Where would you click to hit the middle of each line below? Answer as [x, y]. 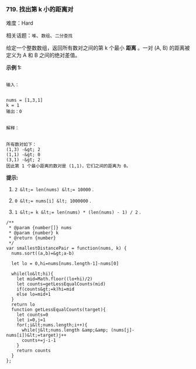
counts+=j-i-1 [39, 340]
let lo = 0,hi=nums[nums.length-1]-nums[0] [65, 264]
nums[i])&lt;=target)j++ [36, 335]
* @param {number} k [34, 233]
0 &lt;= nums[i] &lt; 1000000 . [53, 201]
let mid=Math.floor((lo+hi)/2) [55, 279]
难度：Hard [20, 23]
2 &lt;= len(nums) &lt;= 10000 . [54, 189]
